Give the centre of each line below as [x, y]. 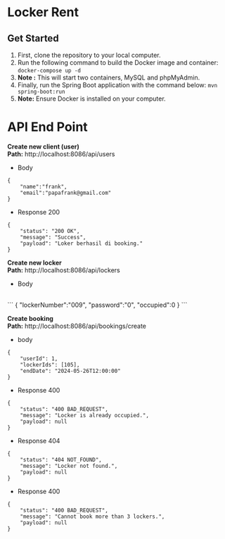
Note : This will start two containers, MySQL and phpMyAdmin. [109, 77]
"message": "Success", [53, 237]
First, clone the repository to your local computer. [89, 55]
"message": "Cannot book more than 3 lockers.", [92, 516]
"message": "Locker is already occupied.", [85, 415]
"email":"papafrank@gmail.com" [66, 193]
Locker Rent [43, 12]
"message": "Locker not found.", [69, 466]
